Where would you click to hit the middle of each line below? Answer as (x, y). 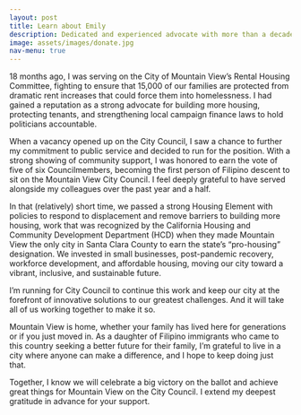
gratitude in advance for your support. (80, 402)
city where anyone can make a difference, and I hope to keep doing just (142, 356)
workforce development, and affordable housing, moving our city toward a (146, 264)
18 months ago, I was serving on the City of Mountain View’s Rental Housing (150, 76)
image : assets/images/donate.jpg (72, 43)
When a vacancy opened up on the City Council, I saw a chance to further (146, 142)
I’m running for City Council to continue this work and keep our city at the (145, 290)
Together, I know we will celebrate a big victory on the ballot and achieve (144, 383)
